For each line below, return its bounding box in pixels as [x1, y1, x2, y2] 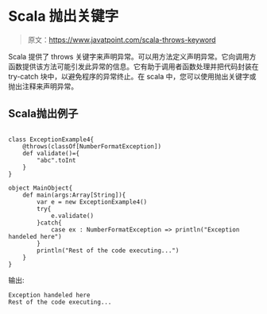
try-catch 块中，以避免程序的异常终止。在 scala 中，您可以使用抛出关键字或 [8, 71, 257, 81]
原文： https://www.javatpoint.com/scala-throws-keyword [27, 35, 216, 44]
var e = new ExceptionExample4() [37, 197, 148, 206]
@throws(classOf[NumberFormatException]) [22, 142, 161, 151]
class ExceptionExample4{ [8, 136, 94, 144]
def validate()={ [22, 149, 80, 157]
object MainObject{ [8, 184, 73, 192]
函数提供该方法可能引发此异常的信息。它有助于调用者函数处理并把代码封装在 [8, 61, 259, 71]
